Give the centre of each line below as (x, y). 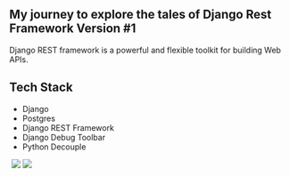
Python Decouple (54, 147)
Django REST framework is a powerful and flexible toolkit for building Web (145, 50)
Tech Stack (41, 88)
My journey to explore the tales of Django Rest (141, 15)
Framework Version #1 (73, 29)
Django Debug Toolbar (63, 137)
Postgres (39, 118)
